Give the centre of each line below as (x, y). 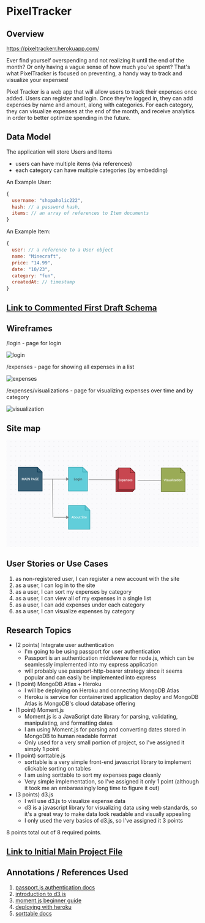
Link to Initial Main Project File (65, 852)
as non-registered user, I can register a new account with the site (97, 578)
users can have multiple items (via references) (74, 163)
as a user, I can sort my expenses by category (73, 591)
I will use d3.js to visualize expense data (75, 801)
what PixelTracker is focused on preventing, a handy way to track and (94, 73)
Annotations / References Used (67, 873)
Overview (25, 34)
